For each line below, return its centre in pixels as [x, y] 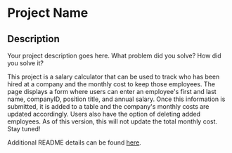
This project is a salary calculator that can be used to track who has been [114, 76]
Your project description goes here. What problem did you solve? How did [114, 55]
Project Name [48, 13]
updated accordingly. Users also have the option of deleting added [104, 114]
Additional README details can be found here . [75, 142]
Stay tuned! [24, 129]
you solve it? [26, 63]
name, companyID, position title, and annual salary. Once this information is [116, 99]
